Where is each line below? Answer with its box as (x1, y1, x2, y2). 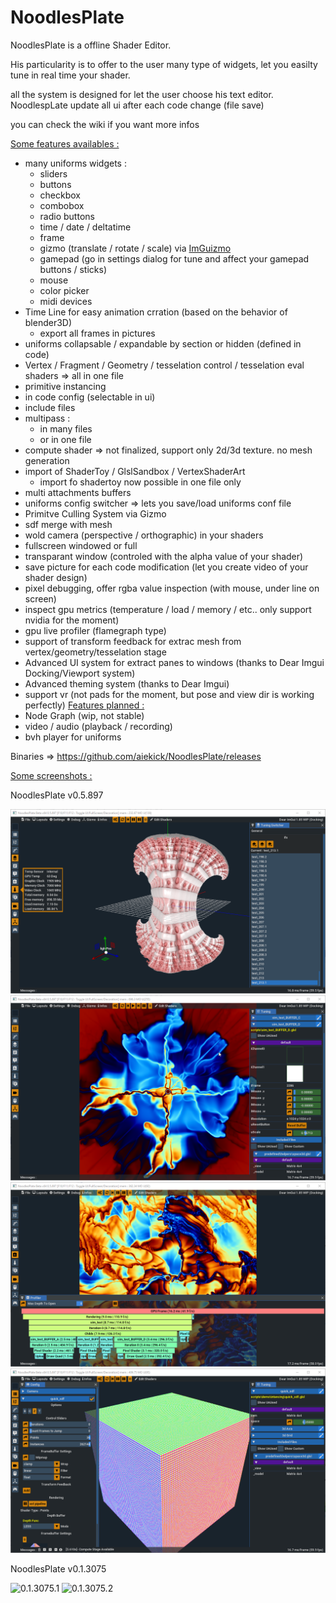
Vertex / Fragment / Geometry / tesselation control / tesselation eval (24, 359, 305, 371)
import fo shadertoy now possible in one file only (39, 476, 242, 488)
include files (24, 401, 76, 413)
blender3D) (24, 316, 73, 328)
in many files (39, 422, 93, 435)
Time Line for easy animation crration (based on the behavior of (24, 306, 288, 318)
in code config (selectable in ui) (24, 391, 156, 403)
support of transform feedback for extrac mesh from (24, 635, 242, 647)
